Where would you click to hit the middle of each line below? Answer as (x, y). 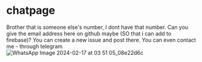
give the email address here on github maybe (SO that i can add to (89, 33)
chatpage (31, 11)
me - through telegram (34, 46)
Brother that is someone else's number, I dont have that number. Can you (97, 27)
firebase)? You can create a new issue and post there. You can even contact (101, 40)
